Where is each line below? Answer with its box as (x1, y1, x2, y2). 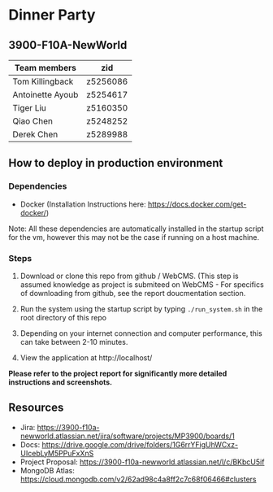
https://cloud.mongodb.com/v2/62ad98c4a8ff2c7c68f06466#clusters (19, 474, 257, 484)
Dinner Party (8, 6, 96, 24)
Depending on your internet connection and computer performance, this (19, 328, 262, 338)
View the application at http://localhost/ (19, 352, 153, 363)
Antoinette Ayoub (12, 89, 79, 100)
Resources (8, 401, 64, 415)
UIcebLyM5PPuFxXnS (19, 448, 94, 458)
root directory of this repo (19, 312, 107, 322)
